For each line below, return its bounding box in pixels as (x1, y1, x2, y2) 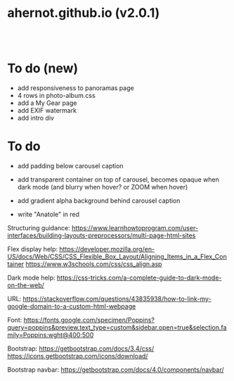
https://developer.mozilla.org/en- (59, 244, 155, 253)
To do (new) (7, 61, 79, 77)
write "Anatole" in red (17, 210, 79, 218)
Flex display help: (7, 244, 58, 253)
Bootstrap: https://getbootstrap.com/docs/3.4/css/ (7, 344, 155, 353)
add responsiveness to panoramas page (17, 83, 135, 92)
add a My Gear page (17, 99, 77, 107)
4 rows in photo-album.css (17, 91, 96, 99)
